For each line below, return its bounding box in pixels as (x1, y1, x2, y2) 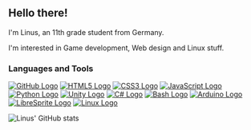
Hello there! (8, 6, 68, 20)
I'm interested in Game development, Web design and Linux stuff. (8, 43, 225, 53)
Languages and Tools (8, 63, 94, 74)
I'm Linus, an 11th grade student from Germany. (8, 27, 164, 37)
